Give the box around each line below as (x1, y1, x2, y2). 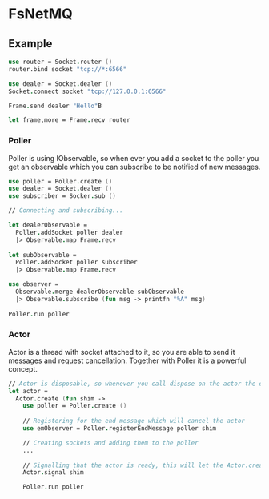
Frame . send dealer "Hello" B (8, 102, 102, 110)
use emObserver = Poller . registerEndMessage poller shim (22, 425, 217, 433)
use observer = (8, 280, 59, 288)
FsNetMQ (8, 5, 74, 23)
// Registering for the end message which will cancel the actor (22, 417, 246, 425)
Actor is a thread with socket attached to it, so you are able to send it (8, 347, 235, 356)
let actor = (8, 387, 48, 395)
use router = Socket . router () (8, 58, 113, 66)
